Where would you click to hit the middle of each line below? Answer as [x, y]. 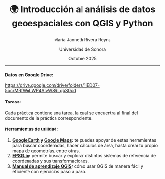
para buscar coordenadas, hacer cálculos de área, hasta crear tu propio [85, 145]
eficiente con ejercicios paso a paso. [49, 171]
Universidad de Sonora [82, 49]
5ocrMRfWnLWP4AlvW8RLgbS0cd [41, 91]
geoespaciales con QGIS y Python [82, 23]
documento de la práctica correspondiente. [49, 118]
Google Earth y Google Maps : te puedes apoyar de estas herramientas [84, 140]
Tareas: [13, 102]
